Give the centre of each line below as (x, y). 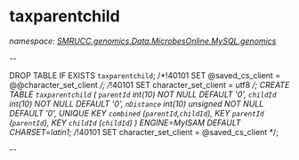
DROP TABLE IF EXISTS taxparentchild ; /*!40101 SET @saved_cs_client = (145, 75)
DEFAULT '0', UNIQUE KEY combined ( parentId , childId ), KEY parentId (137, 113)
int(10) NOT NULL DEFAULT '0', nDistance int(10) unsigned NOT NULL (137, 103)
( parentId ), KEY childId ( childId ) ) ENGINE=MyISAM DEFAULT (125, 123)
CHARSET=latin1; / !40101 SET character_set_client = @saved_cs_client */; (144, 132)
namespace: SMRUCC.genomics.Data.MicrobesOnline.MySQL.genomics (143, 41)
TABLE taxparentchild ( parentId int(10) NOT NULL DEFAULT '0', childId (143, 94)
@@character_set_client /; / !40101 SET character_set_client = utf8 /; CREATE (149, 84)
